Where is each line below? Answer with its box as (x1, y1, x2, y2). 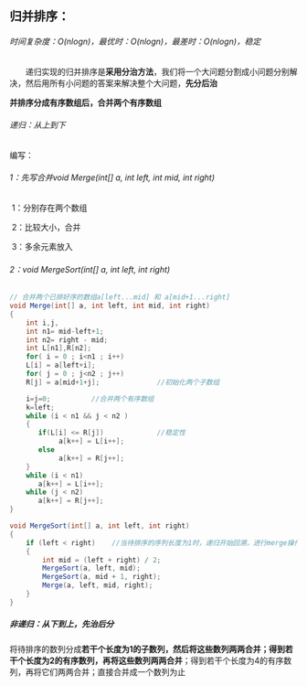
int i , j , (26, 318, 59, 327)
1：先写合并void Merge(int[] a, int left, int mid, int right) (9, 172, 216, 183)
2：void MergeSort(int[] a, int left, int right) (9, 263, 171, 274)
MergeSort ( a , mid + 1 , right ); (42, 573, 162, 582)
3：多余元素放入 (11, 241, 73, 252)
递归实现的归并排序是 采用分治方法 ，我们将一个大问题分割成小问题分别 (25, 66, 290, 77)
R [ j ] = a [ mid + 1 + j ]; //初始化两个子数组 (26, 378, 220, 387)
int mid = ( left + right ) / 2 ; (42, 555, 162, 564)
